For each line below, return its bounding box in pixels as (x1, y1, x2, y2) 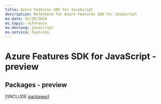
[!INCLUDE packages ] (5, 94, 50, 99)
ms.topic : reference (5, 21, 48, 26)
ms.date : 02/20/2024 (5, 16, 48, 21)
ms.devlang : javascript (5, 25, 54, 30)
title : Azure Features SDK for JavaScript (5, 7, 93, 12)
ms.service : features (5, 30, 50, 35)
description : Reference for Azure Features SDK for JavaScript (5, 12, 137, 17)
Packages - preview (5, 81, 67, 89)
